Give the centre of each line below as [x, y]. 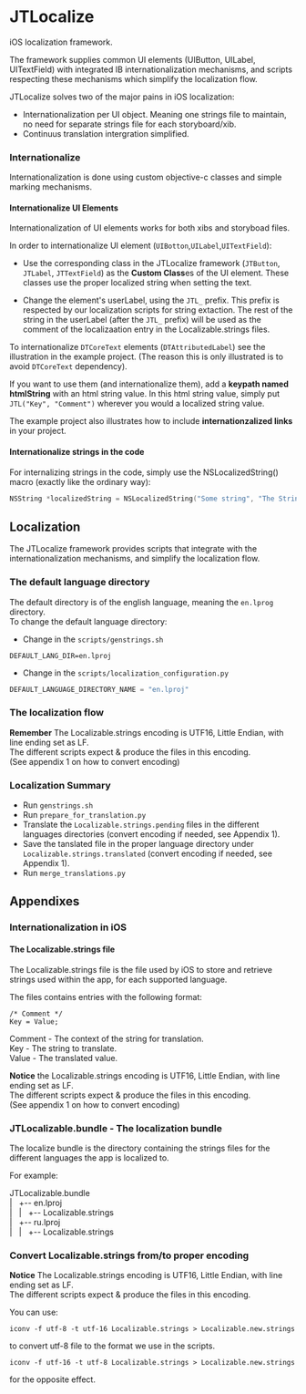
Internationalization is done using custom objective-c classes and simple [146, 177]
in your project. [38, 431]
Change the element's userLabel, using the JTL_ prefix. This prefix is [151, 300]
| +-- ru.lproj [35, 1222]
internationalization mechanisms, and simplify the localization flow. [135, 559]
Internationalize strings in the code [77, 452]
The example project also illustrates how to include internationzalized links [151, 421]
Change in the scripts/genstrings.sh [93, 639]
